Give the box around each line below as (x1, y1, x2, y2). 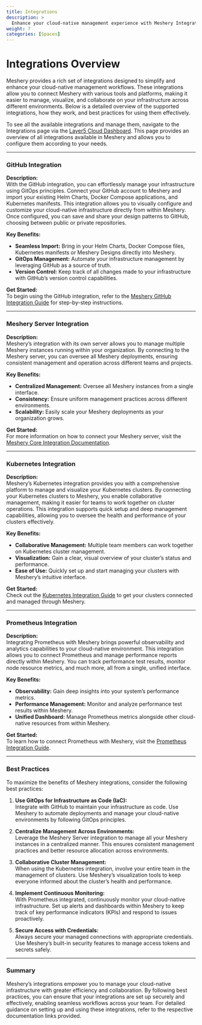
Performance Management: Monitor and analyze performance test (14, 700, 182, 708)
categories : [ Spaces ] (6, 31, 61, 37)
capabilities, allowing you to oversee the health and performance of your (6, 512, 186, 519)
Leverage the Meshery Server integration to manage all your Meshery (14, 834, 188, 841)
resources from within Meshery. (31, 719, 111, 727)
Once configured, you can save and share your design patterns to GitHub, (6, 213, 189, 220)
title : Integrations (6, 8, 58, 15)
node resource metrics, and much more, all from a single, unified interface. (6, 664, 192, 672)
